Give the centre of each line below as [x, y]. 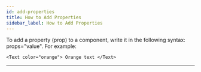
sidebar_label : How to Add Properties [54, 23]
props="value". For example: [41, 46]
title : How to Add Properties [44, 17]
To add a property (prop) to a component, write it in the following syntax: [96, 40]
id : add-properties [31, 12]
